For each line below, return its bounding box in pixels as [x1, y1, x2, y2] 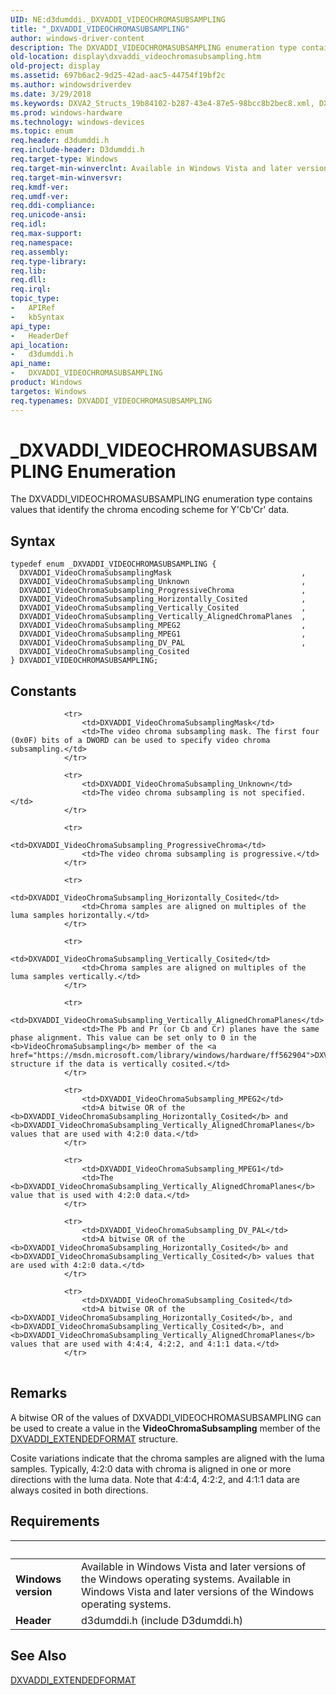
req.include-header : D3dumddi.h [10, 145, 145, 155]
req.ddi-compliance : [10, 201, 97, 211]
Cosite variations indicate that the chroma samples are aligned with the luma [10, 1452, 325, 1464]
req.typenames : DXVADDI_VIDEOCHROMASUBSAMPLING [10, 396, 213, 406]
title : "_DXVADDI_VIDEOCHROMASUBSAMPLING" [10, 24, 190, 34]
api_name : [10, 359, 52, 369]
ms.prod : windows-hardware [10, 107, 123, 118]
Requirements [10, 1513, 100, 1530]
